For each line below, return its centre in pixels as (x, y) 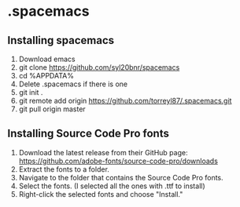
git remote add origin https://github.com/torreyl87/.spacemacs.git (125, 101)
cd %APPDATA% (46, 76)
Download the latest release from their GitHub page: (103, 152)
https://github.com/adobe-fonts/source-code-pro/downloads (118, 161)
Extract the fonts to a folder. (64, 169)
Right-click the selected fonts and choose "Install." (101, 194)
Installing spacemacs (61, 40)
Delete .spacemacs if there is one (73, 84)
